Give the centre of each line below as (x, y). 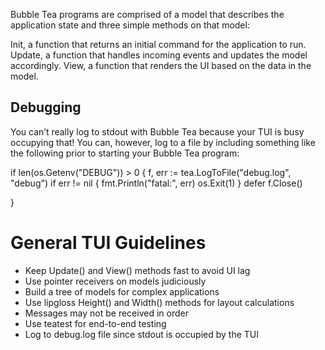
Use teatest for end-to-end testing (95, 323)
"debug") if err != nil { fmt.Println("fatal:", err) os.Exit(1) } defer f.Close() (156, 183)
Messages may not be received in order (106, 313)
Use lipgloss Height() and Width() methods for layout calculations (159, 302)
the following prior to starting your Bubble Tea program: (125, 153)
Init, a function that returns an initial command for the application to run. (158, 44)
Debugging (46, 107)
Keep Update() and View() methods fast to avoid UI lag (137, 270)
